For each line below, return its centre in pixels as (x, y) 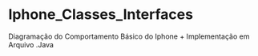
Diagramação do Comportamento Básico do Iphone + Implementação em (129, 36)
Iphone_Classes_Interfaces (101, 15)
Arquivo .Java (31, 44)
